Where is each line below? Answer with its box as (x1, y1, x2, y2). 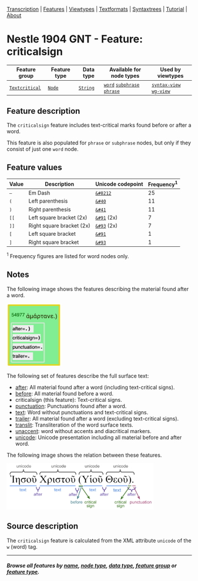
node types (111, 72, 140, 80)
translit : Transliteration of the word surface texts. (15, 421, 134, 428)
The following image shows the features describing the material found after (6, 285, 189, 292)
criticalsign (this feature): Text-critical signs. (15, 396, 122, 403)
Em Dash (28, 189, 51, 197)
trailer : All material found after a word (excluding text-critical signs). (15, 415, 179, 422)
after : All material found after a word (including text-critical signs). (15, 384, 175, 391)
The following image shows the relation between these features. (6, 451, 162, 458)
